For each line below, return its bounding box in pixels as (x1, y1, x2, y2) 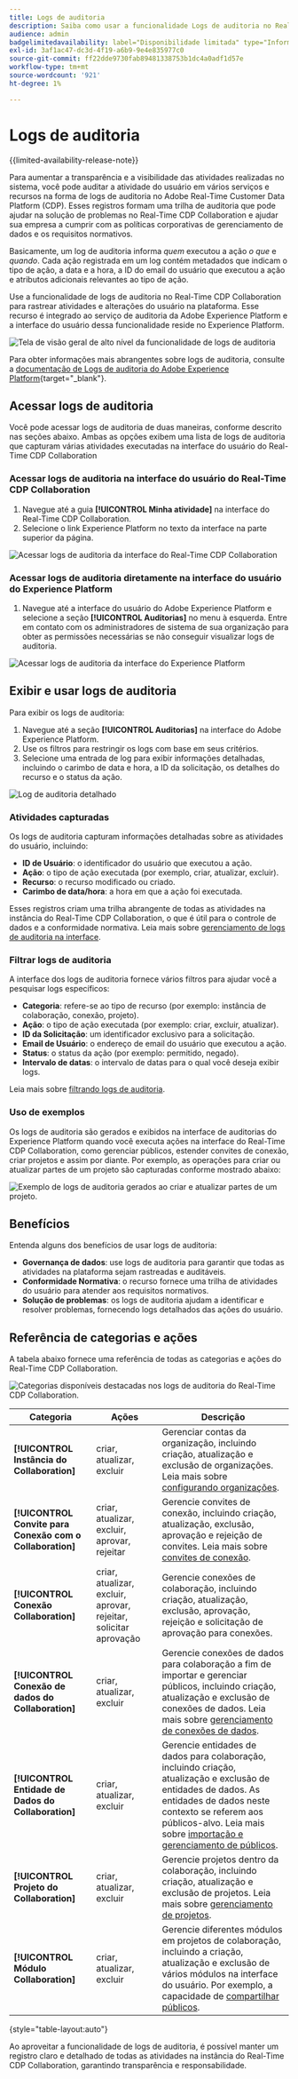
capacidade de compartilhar (161, 1990, 279, 2003)
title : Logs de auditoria (9, 12, 105, 22)
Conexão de (13, 1680, 67, 1693)
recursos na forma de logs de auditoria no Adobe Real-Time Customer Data (9, 190, 286, 201)
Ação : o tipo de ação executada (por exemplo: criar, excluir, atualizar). (21, 1019, 279, 1031)
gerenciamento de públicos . (161, 1839, 278, 1852)
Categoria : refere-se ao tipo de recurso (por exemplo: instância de (21, 1000, 267, 1011)
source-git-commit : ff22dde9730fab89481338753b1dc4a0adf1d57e (9, 54, 244, 63)
